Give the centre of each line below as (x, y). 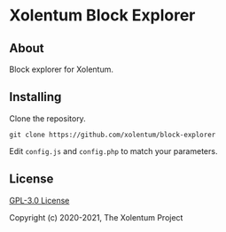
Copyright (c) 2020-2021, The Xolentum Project (96, 217)
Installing (35, 97)
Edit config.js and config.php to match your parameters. (113, 151)
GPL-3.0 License (39, 200)
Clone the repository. (47, 118)
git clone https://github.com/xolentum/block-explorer (113, 135)
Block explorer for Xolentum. (61, 69)
